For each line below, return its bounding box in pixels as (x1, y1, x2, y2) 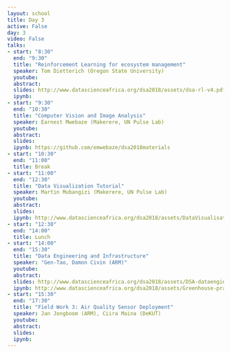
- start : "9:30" (7, 100, 54, 106)
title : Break (13, 163, 51, 170)
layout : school (7, 10, 51, 17)
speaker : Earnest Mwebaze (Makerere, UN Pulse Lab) (13, 118, 165, 126)
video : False (7, 36, 45, 43)
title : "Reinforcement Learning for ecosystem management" (13, 61, 186, 68)
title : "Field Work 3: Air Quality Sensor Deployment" (13, 304, 174, 311)
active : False (7, 23, 48, 30)
